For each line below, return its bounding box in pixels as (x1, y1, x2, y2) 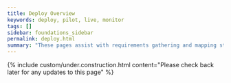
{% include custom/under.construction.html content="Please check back (7, 61, 214, 69)
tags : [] (7, 23, 32, 29)
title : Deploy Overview (7, 10, 76, 17)
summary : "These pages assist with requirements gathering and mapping (7, 42, 217, 49)
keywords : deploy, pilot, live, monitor (7, 16, 125, 23)
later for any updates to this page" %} (7, 68, 115, 76)
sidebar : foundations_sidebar (7, 29, 94, 36)
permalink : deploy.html (7, 36, 76, 43)
